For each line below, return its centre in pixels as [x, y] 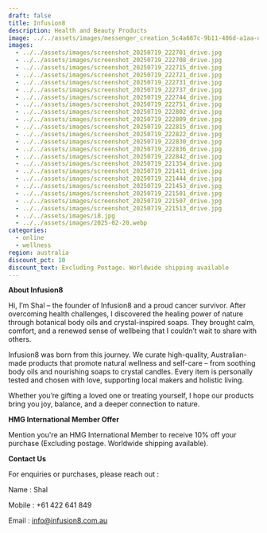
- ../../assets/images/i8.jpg [65, 216]
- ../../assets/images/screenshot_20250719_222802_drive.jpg [119, 112]
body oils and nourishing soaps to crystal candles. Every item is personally [130, 372]
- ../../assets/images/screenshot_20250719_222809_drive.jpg [119, 120]
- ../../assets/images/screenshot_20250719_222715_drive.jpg [119, 68]
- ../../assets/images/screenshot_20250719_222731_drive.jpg [119, 82]
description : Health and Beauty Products [78, 30]
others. [20, 339]
